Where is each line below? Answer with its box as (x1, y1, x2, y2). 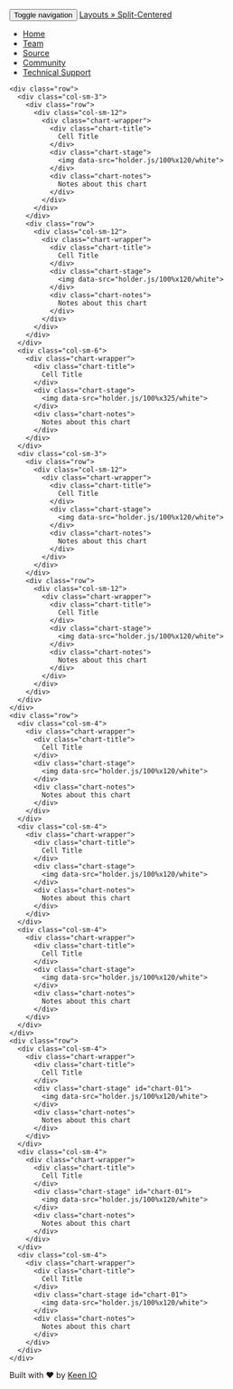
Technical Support (22, 67, 92, 77)
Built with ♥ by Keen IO (9, 1370, 98, 1380)
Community (22, 57, 66, 68)
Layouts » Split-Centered (79, 9, 172, 20)
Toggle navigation (14, 10, 73, 20)
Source (22, 48, 50, 58)
